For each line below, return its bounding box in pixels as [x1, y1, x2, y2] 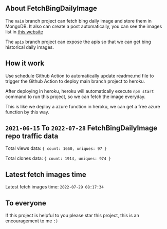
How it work [5, 59, 45, 68]
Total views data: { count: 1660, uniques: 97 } [5, 145, 107, 151]
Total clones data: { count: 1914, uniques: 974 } [5, 155, 112, 161]
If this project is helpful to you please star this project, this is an [5, 213, 140, 219]
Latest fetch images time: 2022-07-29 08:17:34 [5, 184, 104, 190]
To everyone [5, 199, 46, 207]
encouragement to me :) [5, 218, 58, 224]
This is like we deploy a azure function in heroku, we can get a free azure [5, 103, 160, 109]
